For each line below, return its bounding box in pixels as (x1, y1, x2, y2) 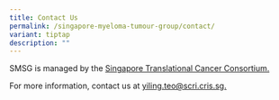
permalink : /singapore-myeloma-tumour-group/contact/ (9, 22, 216, 31)
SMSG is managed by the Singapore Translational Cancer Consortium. (9, 63, 270, 74)
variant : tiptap (9, 30, 70, 39)
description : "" (9, 38, 70, 48)
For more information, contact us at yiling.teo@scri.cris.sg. (9, 80, 227, 91)
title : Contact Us (9, 13, 78, 23)
